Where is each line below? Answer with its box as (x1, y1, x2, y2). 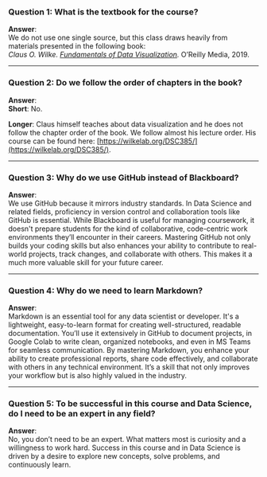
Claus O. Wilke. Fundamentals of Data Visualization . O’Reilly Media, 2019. (8, 50, 250, 60)
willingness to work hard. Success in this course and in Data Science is (8, 443, 241, 452)
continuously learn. (8, 460, 72, 470)
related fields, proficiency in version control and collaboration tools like (8, 206, 241, 217)
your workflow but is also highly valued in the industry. (8, 371, 188, 381)
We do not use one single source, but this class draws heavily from (8, 33, 228, 42)
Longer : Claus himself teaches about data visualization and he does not (8, 119, 244, 129)
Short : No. (8, 104, 43, 113)
